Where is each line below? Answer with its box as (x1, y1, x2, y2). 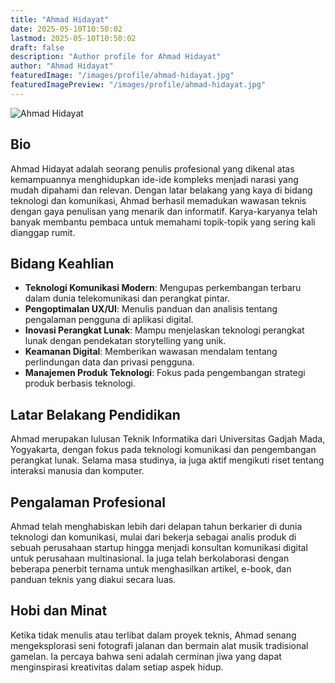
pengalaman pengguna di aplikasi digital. (24, 314, 194, 326)
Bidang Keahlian (10, 255, 115, 272)
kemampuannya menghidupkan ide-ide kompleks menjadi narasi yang (10, 173, 299, 185)
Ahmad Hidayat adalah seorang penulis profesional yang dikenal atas (10, 162, 295, 175)
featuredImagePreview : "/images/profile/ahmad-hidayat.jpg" (10, 80, 267, 90)
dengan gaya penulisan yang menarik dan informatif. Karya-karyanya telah (10, 205, 318, 217)
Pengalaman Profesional (10, 494, 166, 511)
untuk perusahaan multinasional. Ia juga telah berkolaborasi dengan (10, 552, 290, 564)
